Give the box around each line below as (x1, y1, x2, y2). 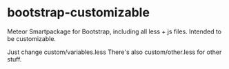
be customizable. (7, 34, 57, 42)
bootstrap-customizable (7, 5, 150, 20)
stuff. (7, 55, 22, 63)
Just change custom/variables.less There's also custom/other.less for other (7, 48, 222, 56)
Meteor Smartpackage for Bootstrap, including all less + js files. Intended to (7, 27, 222, 36)
